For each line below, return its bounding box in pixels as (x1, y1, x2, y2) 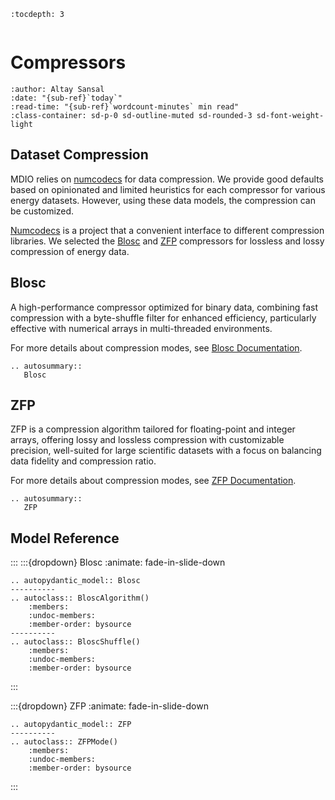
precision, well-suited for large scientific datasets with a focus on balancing (10, 445, 322, 457)
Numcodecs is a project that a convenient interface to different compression (10, 224, 325, 236)
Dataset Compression (10, 146, 149, 164)
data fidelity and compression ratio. (10, 455, 157, 467)
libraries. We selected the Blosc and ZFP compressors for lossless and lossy (10, 235, 325, 247)
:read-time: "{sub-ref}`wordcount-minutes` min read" (10, 101, 240, 112)
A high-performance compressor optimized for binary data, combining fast (10, 301, 319, 313)
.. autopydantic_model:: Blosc (10, 576, 141, 586)
